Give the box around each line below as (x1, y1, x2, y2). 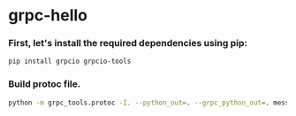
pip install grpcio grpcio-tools (8, 57, 132, 66)
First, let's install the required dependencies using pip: (8, 37, 248, 50)
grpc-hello (8, 5, 87, 26)
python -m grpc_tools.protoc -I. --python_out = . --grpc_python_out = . (8, 98, 270, 107)
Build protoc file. (8, 78, 81, 90)
